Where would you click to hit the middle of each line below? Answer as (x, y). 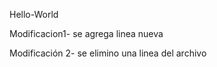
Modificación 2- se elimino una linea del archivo (108, 53)
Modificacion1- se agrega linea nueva (86, 33)
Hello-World (34, 14)
